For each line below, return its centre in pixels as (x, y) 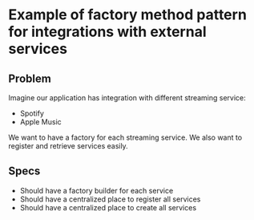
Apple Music (40, 122)
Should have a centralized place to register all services (110, 199)
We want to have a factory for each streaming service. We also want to (125, 137)
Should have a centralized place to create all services (108, 207)
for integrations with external (107, 32)
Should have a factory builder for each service (97, 190)
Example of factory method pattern (127, 15)
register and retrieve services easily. (68, 146)
